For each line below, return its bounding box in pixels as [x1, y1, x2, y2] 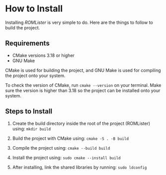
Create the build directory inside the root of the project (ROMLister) [12, 120, 151, 126]
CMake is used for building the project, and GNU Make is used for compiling [5, 67, 161, 73]
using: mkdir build [12, 125, 51, 132]
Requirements [5, 39, 50, 48]
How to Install [5, 3, 63, 14]
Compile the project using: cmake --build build [12, 145, 110, 151]
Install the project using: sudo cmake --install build [12, 155, 121, 161]
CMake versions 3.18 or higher [12, 52, 75, 58]
